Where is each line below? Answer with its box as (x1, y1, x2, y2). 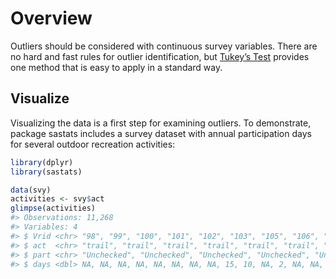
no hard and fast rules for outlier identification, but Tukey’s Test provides (10, 50, 310, 62)
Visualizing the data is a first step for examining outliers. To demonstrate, (10, 117, 312, 129)
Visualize (10, 90, 70, 107)
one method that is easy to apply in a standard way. (10, 61, 223, 73)
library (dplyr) (10, 157, 74, 167)
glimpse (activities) (10, 203, 97, 214)
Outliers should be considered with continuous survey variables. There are (10, 40, 318, 52)
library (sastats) (10, 167, 83, 177)
